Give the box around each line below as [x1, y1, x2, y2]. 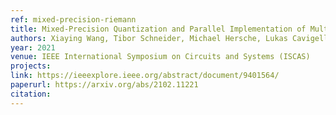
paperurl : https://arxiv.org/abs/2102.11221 [10, 80, 199, 90]
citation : [10, 89, 52, 99]
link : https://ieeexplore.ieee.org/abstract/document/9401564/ [10, 71, 280, 81]
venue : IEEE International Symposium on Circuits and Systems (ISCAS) [10, 52, 311, 62]
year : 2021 [10, 42, 56, 53]
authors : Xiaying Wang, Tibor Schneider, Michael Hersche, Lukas [10, 33, 288, 43]
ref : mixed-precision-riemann [10, 14, 137, 25]
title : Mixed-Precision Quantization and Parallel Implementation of [10, 24, 307, 34]
